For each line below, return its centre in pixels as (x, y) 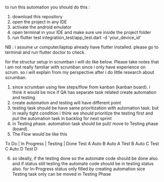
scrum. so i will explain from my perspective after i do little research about (80, 72)
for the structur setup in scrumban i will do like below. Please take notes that (82, 62)
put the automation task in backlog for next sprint (62, 118)
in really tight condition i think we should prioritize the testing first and (82, 113)
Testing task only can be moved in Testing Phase (61, 174)
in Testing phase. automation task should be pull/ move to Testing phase (85, 123)
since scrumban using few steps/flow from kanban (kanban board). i (81, 87)
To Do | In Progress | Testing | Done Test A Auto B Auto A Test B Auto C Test (82, 144)
